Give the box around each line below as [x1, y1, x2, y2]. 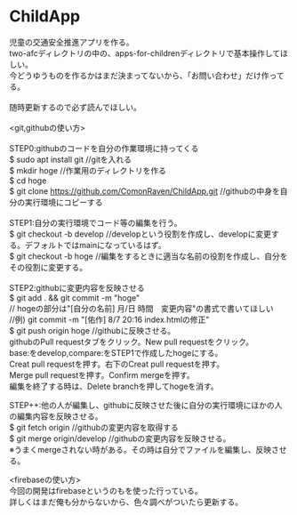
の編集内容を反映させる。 [9, 411, 103, 422]
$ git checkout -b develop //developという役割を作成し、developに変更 [9, 229, 272, 239]
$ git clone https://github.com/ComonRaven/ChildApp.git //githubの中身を [9, 185, 280, 197]
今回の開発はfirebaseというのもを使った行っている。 [9, 485, 203, 495]
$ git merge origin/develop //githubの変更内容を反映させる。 [9, 433, 231, 444]
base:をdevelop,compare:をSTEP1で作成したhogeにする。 [9, 347, 223, 358]
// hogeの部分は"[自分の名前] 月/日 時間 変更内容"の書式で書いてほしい [9, 302, 274, 313]
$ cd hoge [9, 175, 47, 186]
